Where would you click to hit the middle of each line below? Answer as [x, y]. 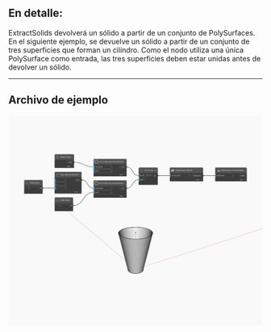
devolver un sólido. [40, 67]
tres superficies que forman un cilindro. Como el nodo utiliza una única [126, 50]
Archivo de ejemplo [58, 100]
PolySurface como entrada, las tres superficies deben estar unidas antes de [135, 58]
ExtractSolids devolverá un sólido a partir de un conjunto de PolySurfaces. [132, 32]
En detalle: [35, 13]
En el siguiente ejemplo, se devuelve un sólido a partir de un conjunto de [129, 41]
